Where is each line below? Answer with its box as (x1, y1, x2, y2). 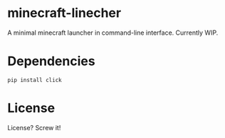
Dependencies (7, 53, 95, 69)
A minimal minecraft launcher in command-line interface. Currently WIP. (7, 28, 219, 37)
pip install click (7, 76, 62, 84)
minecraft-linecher (7, 5, 122, 21)
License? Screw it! (7, 123, 61, 132)
